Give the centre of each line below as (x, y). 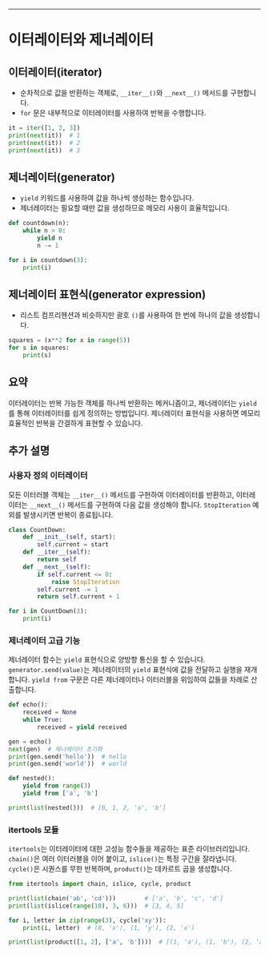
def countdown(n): (39, 223)
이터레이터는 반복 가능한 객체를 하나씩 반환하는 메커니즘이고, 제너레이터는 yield (133, 403)
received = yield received (82, 727)
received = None (50, 712)
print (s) (37, 356)
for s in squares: (39, 348)
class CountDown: (37, 529)
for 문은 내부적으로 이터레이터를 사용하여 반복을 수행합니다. (113, 113)
